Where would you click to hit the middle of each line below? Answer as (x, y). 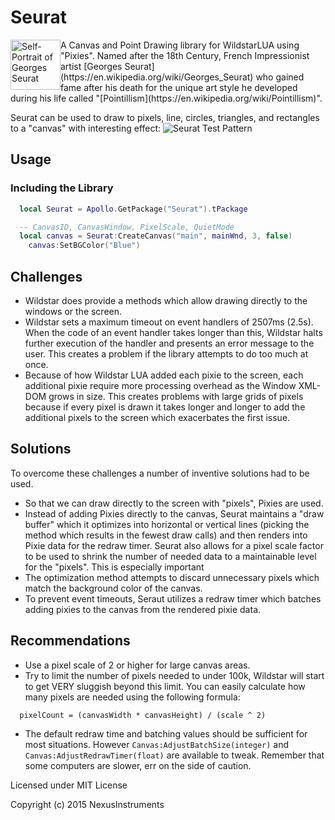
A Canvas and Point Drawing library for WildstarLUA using (180, 45)
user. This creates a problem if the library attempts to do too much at (166, 353)
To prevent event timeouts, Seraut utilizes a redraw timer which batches (173, 598)
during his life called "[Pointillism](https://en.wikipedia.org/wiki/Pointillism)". (166, 98)
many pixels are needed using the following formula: (132, 697)
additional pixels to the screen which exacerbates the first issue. (157, 417)
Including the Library (62, 188)
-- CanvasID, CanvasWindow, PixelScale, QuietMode (127, 227)
